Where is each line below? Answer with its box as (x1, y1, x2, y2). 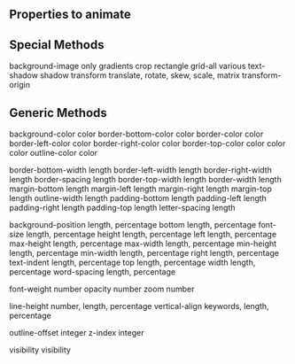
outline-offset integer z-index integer (9, 328, 144, 338)
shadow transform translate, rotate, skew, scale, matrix (39, 70, 241, 81)
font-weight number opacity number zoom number (9, 283, 195, 295)
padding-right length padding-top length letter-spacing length (9, 203, 237, 213)
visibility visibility (9, 345, 71, 355)
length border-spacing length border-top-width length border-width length (9, 174, 282, 185)
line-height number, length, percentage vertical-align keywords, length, (9, 301, 269, 312)
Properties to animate (9, 7, 131, 22)
